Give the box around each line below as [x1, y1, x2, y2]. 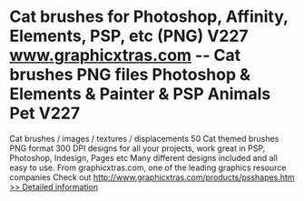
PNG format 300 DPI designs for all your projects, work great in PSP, [9, 143, 266, 154]
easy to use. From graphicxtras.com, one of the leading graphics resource [9, 162, 288, 173]
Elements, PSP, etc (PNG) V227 [9, 25, 249, 46]
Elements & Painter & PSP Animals [9, 84, 271, 105]
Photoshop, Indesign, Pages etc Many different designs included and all [9, 152, 279, 163]
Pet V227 [9, 103, 80, 124]
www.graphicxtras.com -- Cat [9, 45, 241, 65]
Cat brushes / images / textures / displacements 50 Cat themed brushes [9, 133, 279, 144]
